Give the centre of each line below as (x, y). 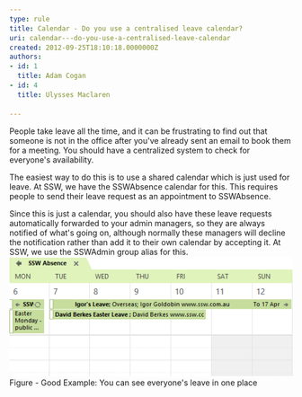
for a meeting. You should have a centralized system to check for (130, 150)
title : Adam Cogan (52, 76)
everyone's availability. (52, 159)
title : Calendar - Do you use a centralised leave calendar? (126, 28)
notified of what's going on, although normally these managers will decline (147, 233)
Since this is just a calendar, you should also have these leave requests (141, 213)
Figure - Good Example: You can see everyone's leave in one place (133, 383)
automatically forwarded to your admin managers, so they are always (137, 223)
